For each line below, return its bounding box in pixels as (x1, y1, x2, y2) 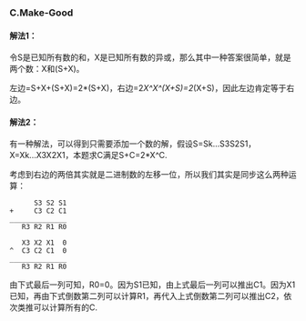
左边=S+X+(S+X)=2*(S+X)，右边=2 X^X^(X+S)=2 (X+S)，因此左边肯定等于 (9, 83, 287, 94)
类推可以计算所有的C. (16, 302, 98, 313)
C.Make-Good (9, 6, 74, 19)
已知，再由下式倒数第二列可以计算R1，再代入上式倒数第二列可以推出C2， (9, 291, 284, 302)
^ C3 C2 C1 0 (9, 246, 67, 256)
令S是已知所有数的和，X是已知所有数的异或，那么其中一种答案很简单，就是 (9, 52, 291, 63)
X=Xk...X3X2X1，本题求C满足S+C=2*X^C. (9, 150, 168, 161)
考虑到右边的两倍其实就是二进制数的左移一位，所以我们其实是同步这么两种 (9, 169, 289, 180)
